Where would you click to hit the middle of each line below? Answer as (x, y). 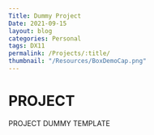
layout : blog (30, 31)
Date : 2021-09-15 (38, 23)
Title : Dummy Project (45, 16)
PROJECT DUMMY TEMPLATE (60, 123)
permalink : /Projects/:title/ (60, 53)
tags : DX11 (27, 46)
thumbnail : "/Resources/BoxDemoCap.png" (78, 61)
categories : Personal (45, 38)
